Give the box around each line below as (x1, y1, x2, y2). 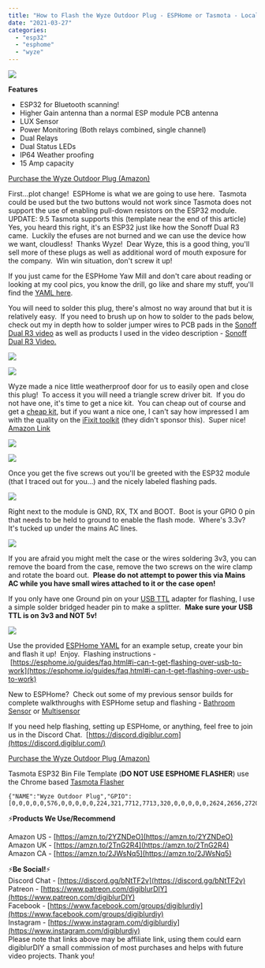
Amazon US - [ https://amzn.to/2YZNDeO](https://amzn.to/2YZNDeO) (8, 832, 233, 841)
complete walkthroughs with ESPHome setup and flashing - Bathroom (8, 698, 235, 707)
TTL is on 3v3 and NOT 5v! (8, 611, 97, 620)
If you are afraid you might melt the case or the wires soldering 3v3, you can (8, 553, 257, 563)
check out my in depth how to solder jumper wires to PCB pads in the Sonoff (8, 320, 257, 329)
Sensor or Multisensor (8, 706, 80, 716)
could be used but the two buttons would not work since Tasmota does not (8, 198, 252, 207)
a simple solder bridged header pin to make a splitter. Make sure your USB (8, 602, 253, 612)
